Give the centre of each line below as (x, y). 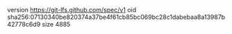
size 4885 (56, 24)
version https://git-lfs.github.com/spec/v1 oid (72, 10)
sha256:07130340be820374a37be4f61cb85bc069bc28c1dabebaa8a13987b (116, 17)
